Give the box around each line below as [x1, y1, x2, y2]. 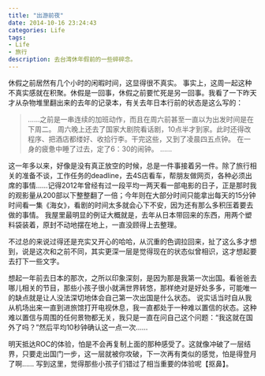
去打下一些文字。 [8, 256, 64, 266]
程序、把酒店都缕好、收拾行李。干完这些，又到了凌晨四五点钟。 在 [27, 134, 244, 143]
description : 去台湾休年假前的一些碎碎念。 [8, 56, 136, 64]
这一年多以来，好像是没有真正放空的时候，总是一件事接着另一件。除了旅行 [8, 161, 250, 170]
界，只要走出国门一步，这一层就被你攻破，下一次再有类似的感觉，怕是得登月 [8, 348, 257, 359]
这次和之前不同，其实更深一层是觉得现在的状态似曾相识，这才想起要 [35, 246, 257, 256]
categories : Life [8, 26, 65, 34]
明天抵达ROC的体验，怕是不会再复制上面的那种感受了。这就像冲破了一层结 [8, 339, 251, 348]
